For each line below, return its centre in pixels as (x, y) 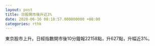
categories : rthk (23, 24)
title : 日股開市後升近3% (29, 14)
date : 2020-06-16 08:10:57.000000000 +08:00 (53, 19)
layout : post (19, 10)
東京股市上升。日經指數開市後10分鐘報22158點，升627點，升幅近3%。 (79, 38)
